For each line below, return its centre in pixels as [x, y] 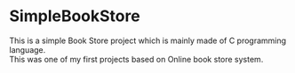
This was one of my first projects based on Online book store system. [136, 59]
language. [28, 49]
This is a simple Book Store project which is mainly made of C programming [148, 40]
